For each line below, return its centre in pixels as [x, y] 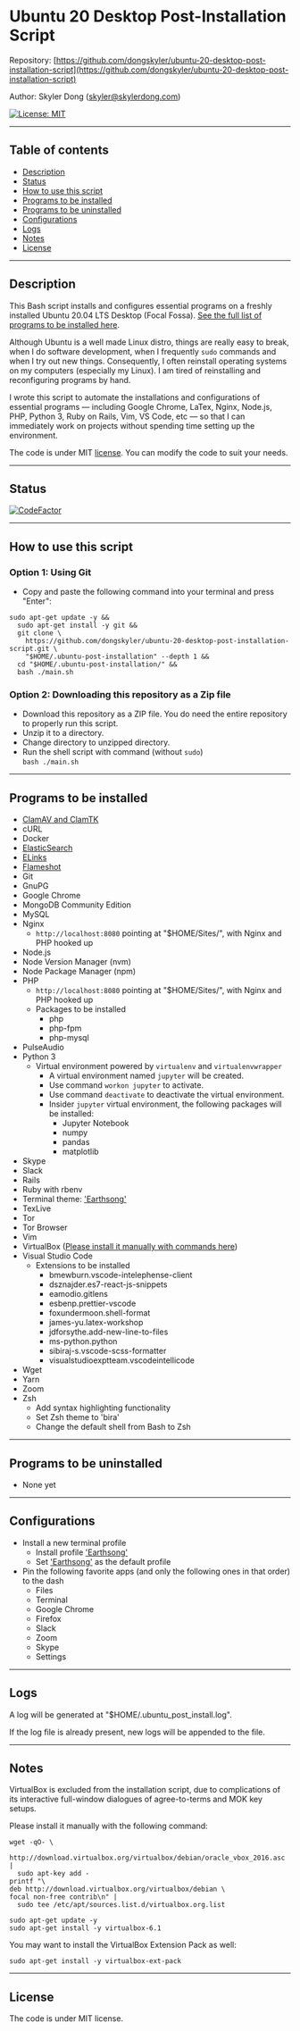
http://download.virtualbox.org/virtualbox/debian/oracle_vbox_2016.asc [147, 1858]
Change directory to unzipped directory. [96, 742]
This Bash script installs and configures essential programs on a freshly [141, 305]
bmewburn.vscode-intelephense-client [121, 1275]
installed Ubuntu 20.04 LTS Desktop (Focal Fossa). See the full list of [136, 315]
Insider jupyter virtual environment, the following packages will [165, 1104]
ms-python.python [83, 1341]
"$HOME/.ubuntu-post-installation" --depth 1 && [117, 657]
